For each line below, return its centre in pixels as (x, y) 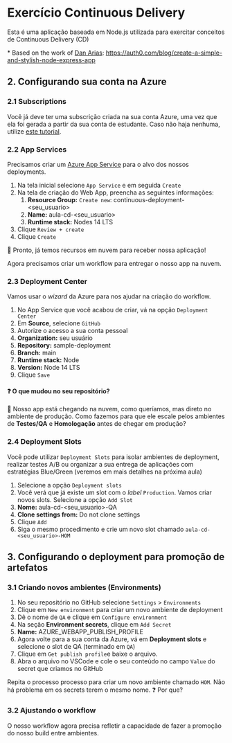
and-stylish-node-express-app (51, 60)
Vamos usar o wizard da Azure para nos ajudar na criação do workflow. (109, 296)
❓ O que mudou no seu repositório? (59, 391)
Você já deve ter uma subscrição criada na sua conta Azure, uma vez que (112, 116)
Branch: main (37, 353)
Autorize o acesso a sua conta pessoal (72, 331)
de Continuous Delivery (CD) (48, 39)
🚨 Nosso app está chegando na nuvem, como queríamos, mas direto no (109, 409)
